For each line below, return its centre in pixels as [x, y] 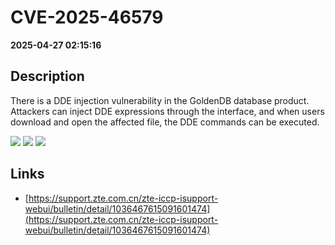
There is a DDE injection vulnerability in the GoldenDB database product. [160, 100]
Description [47, 76]
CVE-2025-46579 [87, 17]
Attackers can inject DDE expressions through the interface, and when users [167, 111]
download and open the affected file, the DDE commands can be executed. [165, 122]
